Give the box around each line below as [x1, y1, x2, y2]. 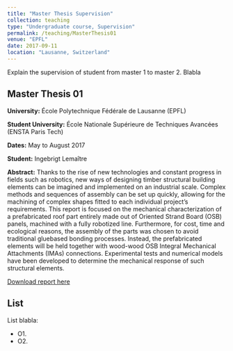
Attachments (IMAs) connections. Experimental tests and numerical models [7, 249, 223, 257]
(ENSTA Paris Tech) [7, 127, 64, 136]
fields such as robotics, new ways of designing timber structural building [7, 175, 216, 183]
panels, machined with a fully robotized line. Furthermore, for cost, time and [7, 220, 225, 228]
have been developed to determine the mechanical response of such [7, 256, 204, 265]
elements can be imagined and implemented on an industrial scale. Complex [7, 182, 226, 191]
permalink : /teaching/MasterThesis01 [7, 29, 117, 37]
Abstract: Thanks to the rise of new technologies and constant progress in [7, 168, 222, 176]
